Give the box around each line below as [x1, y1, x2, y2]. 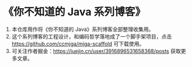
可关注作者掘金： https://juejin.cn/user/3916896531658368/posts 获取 [11, 47, 181, 54]
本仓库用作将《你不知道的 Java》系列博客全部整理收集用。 [11, 26, 154, 33]
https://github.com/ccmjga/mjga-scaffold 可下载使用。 [11, 40, 145, 47]
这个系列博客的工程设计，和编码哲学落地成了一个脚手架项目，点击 [11, 33, 172, 40]
